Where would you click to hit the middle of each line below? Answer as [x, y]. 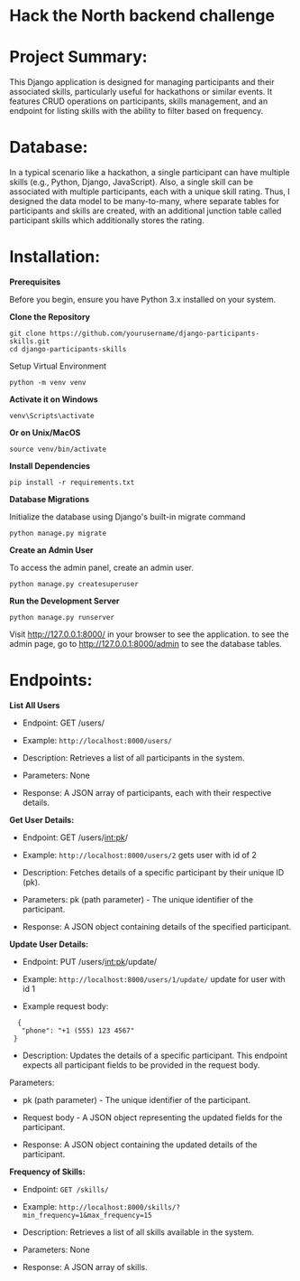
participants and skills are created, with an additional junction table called [145, 211]
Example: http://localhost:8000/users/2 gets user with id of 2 [139, 855]
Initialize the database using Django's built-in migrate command [127, 517]
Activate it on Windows [54, 399]
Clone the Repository [50, 317]
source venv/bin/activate [58, 449]
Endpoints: [51, 681]
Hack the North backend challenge [142, 16]
